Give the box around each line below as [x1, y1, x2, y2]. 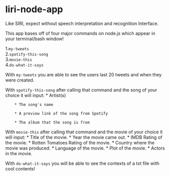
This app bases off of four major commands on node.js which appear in [5, 30, 155, 36]
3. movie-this [5, 56, 32, 62]
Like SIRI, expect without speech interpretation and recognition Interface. [5, 20, 159, 26]
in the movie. [5, 150, 33, 156]
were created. [5, 77, 35, 83]
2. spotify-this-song [5, 51, 48, 57]
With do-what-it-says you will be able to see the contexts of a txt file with [5, 160, 159, 166]
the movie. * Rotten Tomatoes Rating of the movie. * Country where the [5, 139, 155, 145]
